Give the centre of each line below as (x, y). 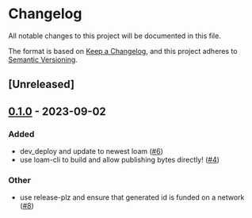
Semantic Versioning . (43, 59)
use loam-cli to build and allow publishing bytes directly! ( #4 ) (120, 160)
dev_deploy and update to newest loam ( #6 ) (92, 151)
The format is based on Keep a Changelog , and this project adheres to (123, 51)
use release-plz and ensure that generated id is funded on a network (132, 197)
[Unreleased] (42, 84)
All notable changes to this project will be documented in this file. (115, 36)
